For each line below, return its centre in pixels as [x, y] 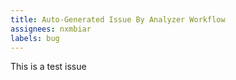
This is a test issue [48, 67]
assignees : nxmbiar [51, 29]
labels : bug [35, 38]
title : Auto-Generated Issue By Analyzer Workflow [118, 19]
